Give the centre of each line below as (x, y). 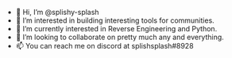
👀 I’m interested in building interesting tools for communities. (115, 20)
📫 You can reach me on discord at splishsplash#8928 (104, 46)
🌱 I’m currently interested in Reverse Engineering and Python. (116, 29)
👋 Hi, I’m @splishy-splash (57, 12)
